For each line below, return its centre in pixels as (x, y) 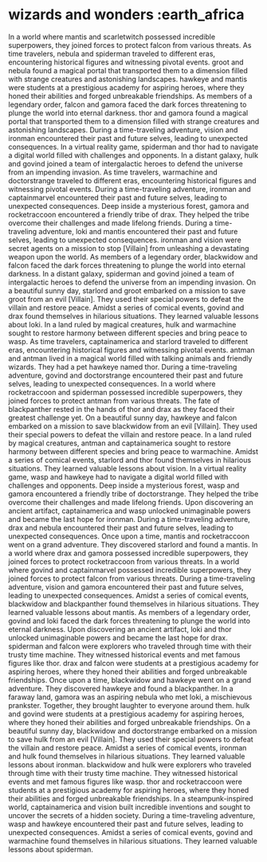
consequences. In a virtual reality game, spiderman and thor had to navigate (133, 147)
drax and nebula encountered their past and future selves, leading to (121, 527)
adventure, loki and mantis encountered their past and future (138, 231)
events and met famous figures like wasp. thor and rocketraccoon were (126, 782)
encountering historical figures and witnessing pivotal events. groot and (126, 62)
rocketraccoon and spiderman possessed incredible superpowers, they (126, 392)
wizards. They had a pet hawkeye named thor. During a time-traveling (123, 366)
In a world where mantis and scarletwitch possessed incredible (112, 37)
